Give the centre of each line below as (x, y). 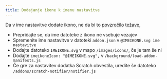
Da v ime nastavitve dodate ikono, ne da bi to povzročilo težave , (73, 25)
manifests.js (27, 60)
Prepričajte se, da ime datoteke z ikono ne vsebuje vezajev (75, 34)
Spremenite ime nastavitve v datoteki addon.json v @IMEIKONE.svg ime (86, 40)
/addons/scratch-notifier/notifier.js (54, 71)
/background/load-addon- (131, 56)
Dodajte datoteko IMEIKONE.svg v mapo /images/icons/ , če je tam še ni (87, 50)
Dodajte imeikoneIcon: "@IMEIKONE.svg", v (58, 55)
